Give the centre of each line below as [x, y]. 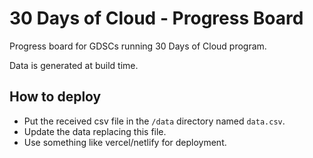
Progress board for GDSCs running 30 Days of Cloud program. [138, 46]
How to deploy [55, 97]
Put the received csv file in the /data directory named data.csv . [154, 121]
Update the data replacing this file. [95, 131]
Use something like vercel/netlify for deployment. [125, 142]
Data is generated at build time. [74, 65]
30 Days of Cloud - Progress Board [156, 18]
